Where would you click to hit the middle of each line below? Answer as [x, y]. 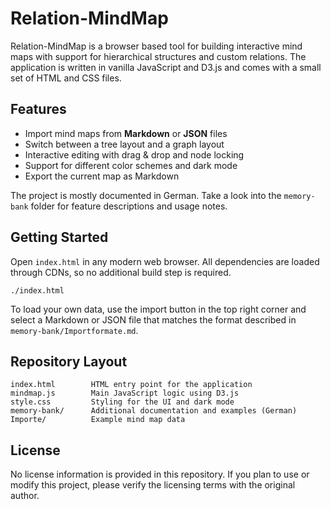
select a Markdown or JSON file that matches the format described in [153, 319]
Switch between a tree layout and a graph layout [124, 144]
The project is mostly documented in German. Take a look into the [146, 195]
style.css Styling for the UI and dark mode [122, 402]
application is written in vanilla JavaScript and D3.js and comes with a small [166, 67]
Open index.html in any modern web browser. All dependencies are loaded [165, 261]
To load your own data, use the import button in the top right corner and [158, 309]
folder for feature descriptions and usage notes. [129, 206]
